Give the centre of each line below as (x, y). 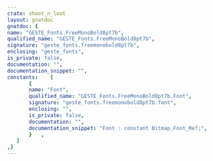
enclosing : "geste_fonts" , (46, 52)
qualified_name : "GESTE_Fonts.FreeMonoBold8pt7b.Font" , (110, 97)
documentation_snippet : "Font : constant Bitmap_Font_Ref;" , (118, 128)
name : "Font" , (49, 90)
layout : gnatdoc (30, 20)
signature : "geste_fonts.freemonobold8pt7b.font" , (102, 103)
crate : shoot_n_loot (37, 13)
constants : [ (30, 77)
